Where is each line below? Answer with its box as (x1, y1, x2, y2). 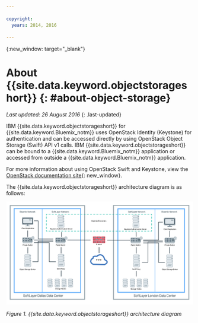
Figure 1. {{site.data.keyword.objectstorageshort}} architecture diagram (6, 311, 182, 318)
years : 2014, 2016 (11, 22, 58, 28)
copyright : (6, 15, 33, 22)
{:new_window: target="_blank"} (6, 45, 86, 53)
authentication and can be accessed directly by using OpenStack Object (6, 135, 183, 142)
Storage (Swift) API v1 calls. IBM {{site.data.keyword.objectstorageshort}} (6, 141, 186, 148)
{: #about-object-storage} (39, 91, 171, 105)
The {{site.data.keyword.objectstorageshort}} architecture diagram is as (6, 183, 183, 191)
